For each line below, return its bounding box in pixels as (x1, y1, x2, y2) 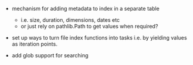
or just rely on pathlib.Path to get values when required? (20, 23, 158, 30)
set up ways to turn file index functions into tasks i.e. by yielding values (11, 34, 188, 41)
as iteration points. (11, 41, 58, 47)
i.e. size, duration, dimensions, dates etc (20, 17, 120, 23)
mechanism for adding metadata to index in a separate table (11, 5, 160, 12)
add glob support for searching (11, 52, 89, 58)
